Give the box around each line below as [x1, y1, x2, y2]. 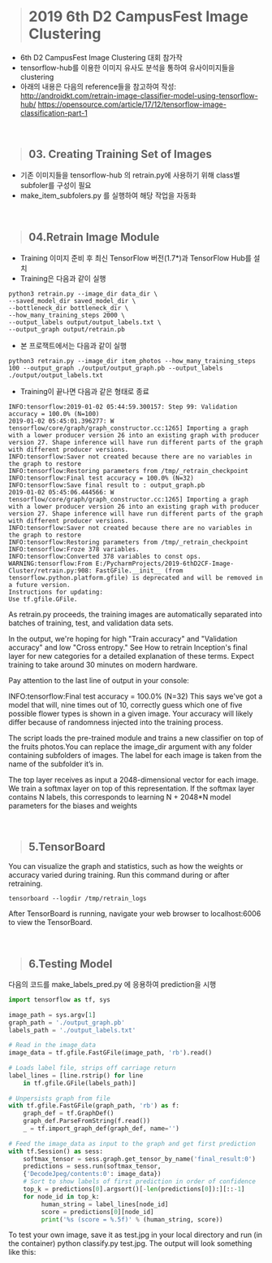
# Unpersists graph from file [8, 1094, 111, 1103]
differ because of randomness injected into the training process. [8, 717, 223, 727]
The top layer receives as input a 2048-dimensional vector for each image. [8, 774, 259, 784]
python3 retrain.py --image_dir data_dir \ [8, 289, 158, 298]
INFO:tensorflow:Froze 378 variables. [8, 545, 140, 553]
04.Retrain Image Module [28, 230, 160, 244]
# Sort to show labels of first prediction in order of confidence [23, 1177, 256, 1186]
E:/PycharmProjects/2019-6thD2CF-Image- [95, 559, 234, 568]
